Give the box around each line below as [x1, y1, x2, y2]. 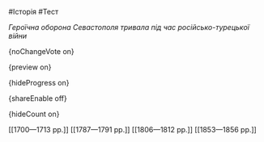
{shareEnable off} [8, 94, 67, 103]
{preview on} [8, 62, 52, 72]
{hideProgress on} [8, 78, 70, 87]
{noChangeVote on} [8, 47, 75, 56]
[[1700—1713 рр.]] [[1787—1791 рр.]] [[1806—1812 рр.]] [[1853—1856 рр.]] [8, 125, 257, 134]
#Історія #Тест [8, 7, 59, 16]
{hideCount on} [8, 109, 60, 119]
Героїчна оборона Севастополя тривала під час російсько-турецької [8, 23, 249, 31]
